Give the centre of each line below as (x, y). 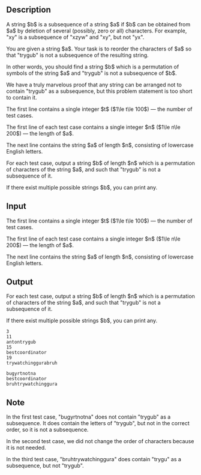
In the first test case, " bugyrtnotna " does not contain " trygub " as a (88, 417)
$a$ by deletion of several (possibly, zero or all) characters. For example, (97, 31)
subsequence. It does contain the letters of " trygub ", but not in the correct (98, 423)
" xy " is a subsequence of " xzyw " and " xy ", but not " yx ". (75, 37)
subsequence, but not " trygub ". (45, 466)
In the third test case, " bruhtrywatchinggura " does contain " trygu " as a (94, 459)
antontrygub (21, 342)
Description (28, 10)
